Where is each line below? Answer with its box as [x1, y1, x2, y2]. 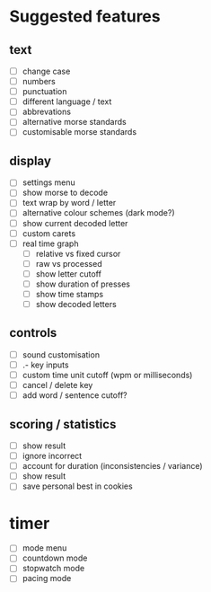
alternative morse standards [22, 117, 127, 128]
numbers [22, 76, 56, 87]
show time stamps [35, 288, 104, 299]
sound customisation [22, 349, 101, 360]
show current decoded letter [22, 217, 128, 228]
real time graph [22, 238, 79, 249]
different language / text [22, 96, 112, 107]
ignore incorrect [22, 451, 83, 462]
